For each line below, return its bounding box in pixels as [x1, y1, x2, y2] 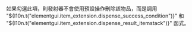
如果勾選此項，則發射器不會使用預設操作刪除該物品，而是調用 [6, 5, 158, 12]
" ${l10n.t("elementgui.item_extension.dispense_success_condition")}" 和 [6, 12, 184, 19]
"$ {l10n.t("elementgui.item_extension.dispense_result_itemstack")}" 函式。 [6, 20, 190, 26]
